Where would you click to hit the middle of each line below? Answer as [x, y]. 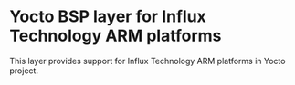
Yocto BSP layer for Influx [108, 17]
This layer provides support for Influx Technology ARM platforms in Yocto [147, 61]
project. [24, 71]
